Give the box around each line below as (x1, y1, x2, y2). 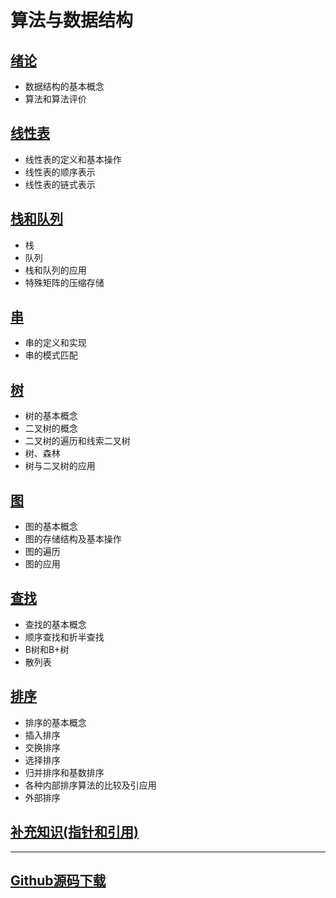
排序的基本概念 (24, 716, 87, 728)
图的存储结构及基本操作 (24, 533, 122, 545)
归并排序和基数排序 (24, 766, 105, 778)
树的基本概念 (24, 410, 78, 422)
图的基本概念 (24, 521, 78, 533)
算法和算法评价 (24, 93, 87, 105)
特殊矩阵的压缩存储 (24, 276, 105, 288)
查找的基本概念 (24, 618, 87, 630)
